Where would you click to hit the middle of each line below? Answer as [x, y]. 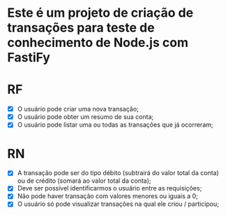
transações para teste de [81, 28]
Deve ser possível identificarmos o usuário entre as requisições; [110, 188]
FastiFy [29, 58]
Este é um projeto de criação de [100, 13]
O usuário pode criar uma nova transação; [78, 109]
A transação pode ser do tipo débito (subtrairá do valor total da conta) [118, 173]
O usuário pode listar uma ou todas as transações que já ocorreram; [115, 125]
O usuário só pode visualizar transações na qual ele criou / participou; [118, 204]
